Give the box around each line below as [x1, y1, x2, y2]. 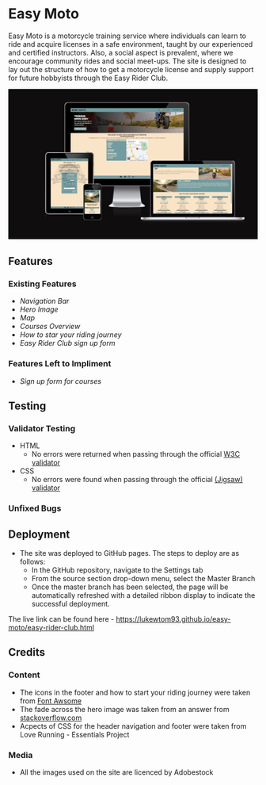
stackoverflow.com [19, 713, 82, 722]
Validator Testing [8, 423, 76, 434]
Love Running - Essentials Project [19, 729, 130, 739]
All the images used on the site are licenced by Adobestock [19, 768, 214, 777]
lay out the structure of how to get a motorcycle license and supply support [8, 64, 254, 74]
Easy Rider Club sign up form [19, 339, 116, 348]
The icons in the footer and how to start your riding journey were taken [19, 687, 251, 697]
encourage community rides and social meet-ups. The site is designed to [8, 56, 247, 66]
